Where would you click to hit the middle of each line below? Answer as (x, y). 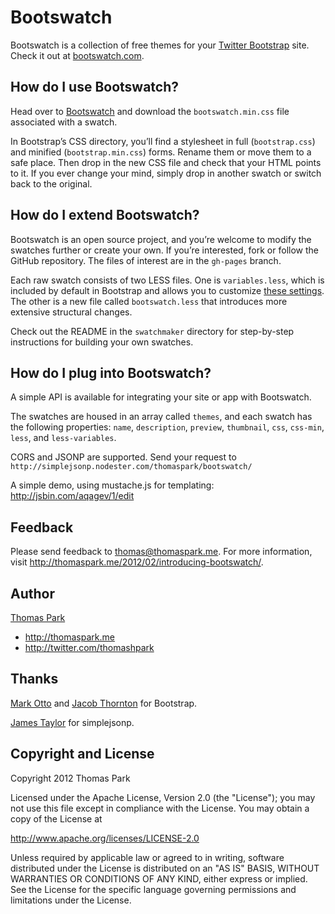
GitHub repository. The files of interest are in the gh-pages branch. (146, 260)
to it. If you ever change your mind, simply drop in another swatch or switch (166, 173)
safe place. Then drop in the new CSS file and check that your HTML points (166, 162)
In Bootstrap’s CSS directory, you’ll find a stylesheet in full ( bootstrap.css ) (163, 141)
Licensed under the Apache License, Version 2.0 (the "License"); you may (163, 797)
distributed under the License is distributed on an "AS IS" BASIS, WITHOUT (165, 868)
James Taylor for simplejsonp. (72, 722)
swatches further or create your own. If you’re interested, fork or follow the (164, 250)
